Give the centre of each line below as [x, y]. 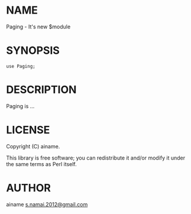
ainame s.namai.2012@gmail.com [47, 204]
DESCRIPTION [41, 90]
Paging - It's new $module [38, 27]
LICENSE [28, 130]
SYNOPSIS [33, 51]
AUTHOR [29, 188]
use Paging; [21, 66]
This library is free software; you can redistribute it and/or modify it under [96, 158]
